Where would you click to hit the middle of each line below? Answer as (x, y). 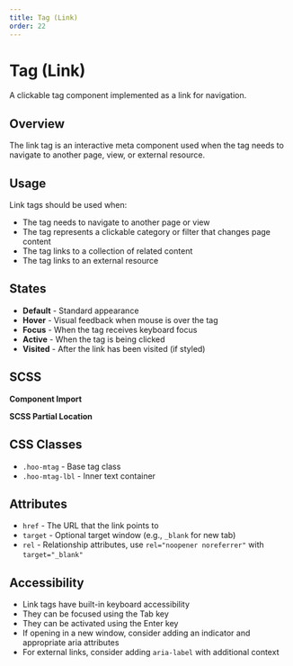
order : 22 (28, 26)
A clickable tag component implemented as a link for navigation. (128, 95)
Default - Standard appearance (80, 310)
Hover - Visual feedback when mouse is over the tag (120, 319)
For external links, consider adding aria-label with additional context (151, 652)
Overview (37, 124)
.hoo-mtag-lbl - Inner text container (89, 476)
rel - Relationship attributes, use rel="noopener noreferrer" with (143, 544)
